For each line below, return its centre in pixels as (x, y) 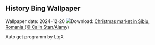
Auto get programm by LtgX (34, 37)
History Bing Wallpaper (43, 8)
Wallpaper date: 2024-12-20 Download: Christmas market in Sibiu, (77, 21)
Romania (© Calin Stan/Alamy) (37, 27)
